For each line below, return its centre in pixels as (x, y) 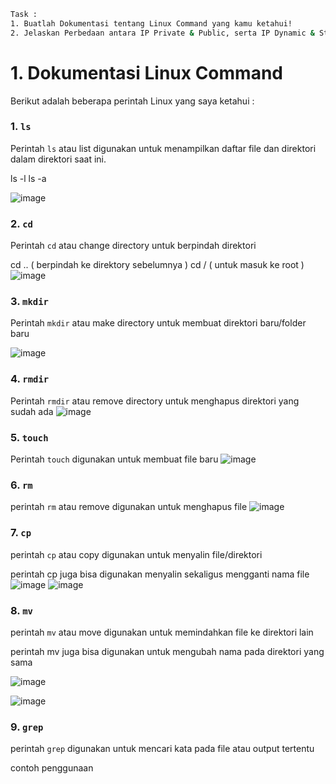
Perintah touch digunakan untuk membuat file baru (114, 459)
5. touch (29, 437)
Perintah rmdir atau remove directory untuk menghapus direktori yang (155, 401)
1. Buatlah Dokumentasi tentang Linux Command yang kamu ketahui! (151, 23)
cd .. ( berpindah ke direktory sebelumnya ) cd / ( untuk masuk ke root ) (157, 265)
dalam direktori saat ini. (58, 159)
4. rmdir (30, 379)
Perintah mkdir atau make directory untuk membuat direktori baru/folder (158, 323)
